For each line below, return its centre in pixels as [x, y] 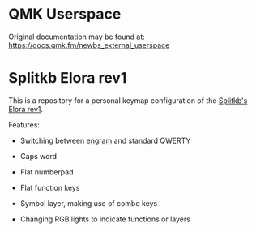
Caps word [38, 156]
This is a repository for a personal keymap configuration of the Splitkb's [128, 100]
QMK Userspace [65, 14]
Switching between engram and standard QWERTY [105, 140]
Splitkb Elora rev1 [68, 78]
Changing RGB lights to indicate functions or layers [105, 219]
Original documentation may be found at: [77, 37]
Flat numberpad [47, 172]
